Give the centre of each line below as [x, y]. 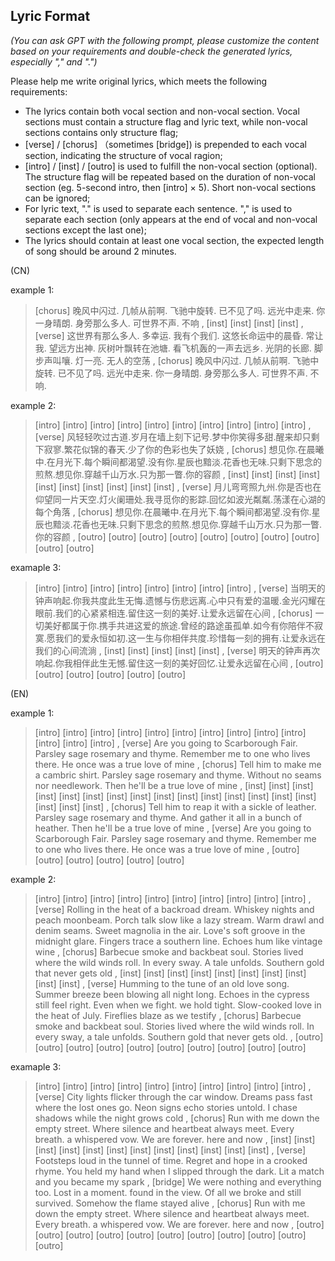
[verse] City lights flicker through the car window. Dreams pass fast [173, 1096]
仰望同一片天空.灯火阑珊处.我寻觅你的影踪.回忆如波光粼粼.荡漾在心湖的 [180, 499]
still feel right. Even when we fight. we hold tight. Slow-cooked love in [178, 1005]
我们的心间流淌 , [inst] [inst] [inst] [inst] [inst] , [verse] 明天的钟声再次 [177, 650]
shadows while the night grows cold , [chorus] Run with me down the [177, 1118]
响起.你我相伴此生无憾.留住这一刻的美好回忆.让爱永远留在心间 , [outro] [179, 663]
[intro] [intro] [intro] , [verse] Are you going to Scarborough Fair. [166, 743]
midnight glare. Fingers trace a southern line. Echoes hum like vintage [178, 941]
